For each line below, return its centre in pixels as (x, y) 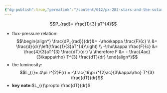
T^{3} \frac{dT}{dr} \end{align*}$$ (102, 57)
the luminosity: (27, 64)
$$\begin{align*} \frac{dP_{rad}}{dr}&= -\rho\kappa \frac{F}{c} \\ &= (87, 41)
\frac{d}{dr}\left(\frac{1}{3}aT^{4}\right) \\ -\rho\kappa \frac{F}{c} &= (87, 46)
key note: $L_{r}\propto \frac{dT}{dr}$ (51, 85)
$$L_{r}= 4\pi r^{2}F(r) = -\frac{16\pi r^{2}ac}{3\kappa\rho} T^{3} (87, 72)
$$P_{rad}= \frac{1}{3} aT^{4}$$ (83, 24)
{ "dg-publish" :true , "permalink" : (39, 10)
